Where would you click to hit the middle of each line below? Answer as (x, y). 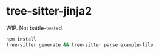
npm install (21, 39)
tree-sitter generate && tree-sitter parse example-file (80, 45)
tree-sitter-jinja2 (49, 11)
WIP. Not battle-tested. (35, 28)
